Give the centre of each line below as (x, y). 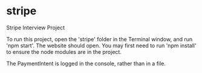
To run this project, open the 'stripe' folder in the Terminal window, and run (99, 39)
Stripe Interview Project (36, 28)
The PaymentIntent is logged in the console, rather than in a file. (86, 63)
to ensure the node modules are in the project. (64, 51)
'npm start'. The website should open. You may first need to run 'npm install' (101, 45)
